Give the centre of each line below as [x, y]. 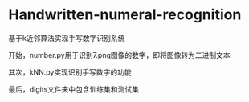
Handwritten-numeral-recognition [125, 15]
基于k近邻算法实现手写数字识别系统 [67, 38]
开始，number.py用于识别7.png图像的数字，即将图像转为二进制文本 [119, 55]
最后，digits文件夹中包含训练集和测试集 [73, 89]
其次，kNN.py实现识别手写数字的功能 [70, 72]
